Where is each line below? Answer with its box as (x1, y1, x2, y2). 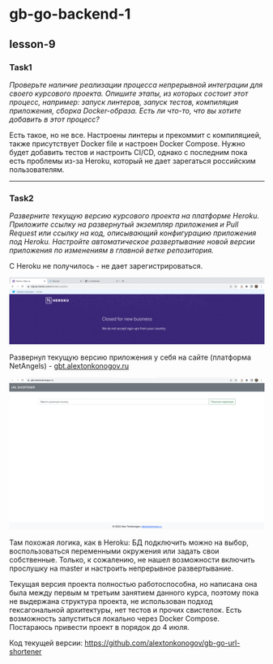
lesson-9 (9, 37, 56, 51)
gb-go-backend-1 (9, 5, 131, 24)
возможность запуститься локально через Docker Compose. (9, 614, 220, 623)
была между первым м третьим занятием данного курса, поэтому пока (9, 588, 259, 597)
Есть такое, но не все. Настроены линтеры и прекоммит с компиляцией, (9, 130, 262, 140)
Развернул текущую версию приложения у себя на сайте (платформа (9, 352, 252, 362)
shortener (9, 647, 42, 657)
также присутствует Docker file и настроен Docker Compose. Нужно (9, 139, 245, 149)
